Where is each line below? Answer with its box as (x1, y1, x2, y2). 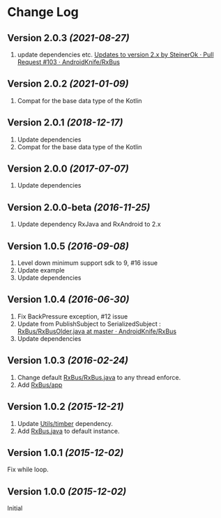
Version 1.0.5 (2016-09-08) (7, 240, 129, 252)
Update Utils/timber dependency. (17, 419, 113, 427)
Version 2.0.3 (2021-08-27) (7, 32, 130, 44)
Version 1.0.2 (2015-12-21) (7, 401, 124, 413)
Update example (17, 266, 65, 275)
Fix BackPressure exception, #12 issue (17, 312, 128, 321)
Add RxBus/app (17, 381, 63, 389)
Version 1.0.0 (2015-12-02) (7, 485, 127, 497)
